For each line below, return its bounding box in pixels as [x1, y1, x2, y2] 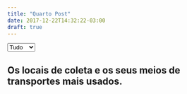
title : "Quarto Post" [7, 10, 71, 18]
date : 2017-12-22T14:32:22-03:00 [7, 17, 106, 24]
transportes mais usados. [7, 75, 123, 87]
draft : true [7, 23, 42, 30]
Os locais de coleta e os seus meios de [7, 64, 181, 76]
